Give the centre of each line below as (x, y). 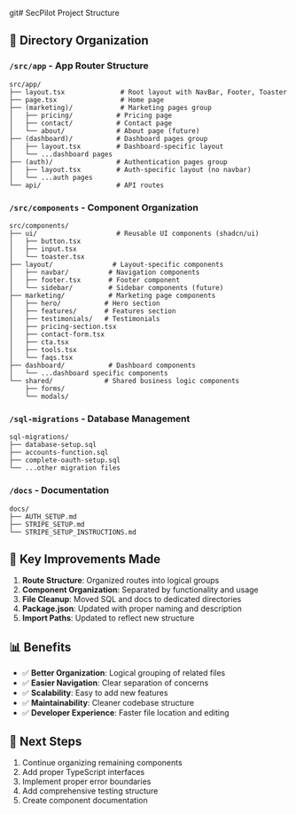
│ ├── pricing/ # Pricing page (91, 115)
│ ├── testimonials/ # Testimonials (85, 318)
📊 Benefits (40, 647)
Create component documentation (85, 801)
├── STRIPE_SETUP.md (47, 524)
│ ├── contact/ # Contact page (91, 123)
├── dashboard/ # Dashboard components (103, 365)
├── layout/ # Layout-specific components (117, 264)
